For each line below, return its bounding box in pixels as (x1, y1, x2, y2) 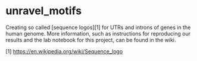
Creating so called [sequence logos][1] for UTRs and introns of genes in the (5, 24, 191, 31)
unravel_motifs (5, 4, 82, 18)
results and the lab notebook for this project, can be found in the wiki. (5, 36, 176, 43)
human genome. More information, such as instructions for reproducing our (5, 30, 191, 37)
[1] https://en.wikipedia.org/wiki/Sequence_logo (5, 47, 123, 54)
